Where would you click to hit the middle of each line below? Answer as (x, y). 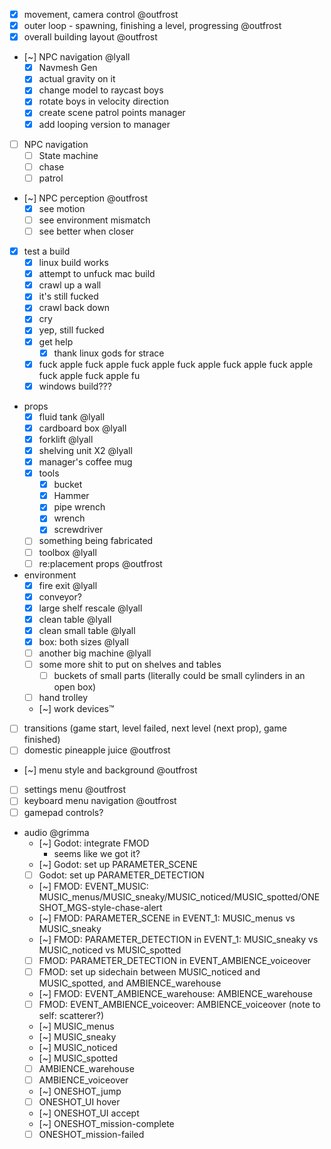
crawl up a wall (70, 285)
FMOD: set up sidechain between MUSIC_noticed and (149, 971)
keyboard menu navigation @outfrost (100, 801)
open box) (75, 687)
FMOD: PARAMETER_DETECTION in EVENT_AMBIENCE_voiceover (175, 960)
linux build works (73, 263)
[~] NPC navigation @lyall (77, 57)
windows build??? (75, 386)
